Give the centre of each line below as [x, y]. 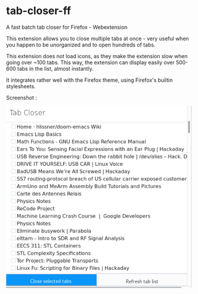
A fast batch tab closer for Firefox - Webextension [67, 27]
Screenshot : [22, 98]
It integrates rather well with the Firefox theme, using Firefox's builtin [89, 80]
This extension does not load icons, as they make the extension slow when [97, 56]
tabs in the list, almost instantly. [55, 68]
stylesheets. [21, 86]
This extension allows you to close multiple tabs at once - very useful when [98, 38]
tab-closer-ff [39, 11]
